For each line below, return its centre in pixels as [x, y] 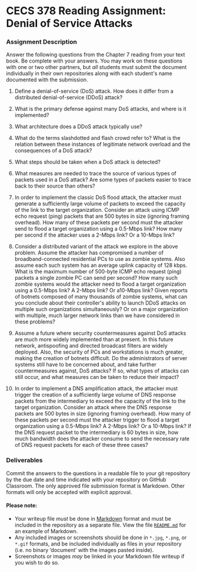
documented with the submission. [47, 80]
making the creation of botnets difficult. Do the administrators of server [101, 358]
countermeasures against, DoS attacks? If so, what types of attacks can [102, 371]
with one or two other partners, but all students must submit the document [96, 67]
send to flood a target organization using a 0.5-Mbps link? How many [98, 229]
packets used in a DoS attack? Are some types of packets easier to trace [103, 180]
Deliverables [24, 460]
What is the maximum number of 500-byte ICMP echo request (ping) [98, 272]
